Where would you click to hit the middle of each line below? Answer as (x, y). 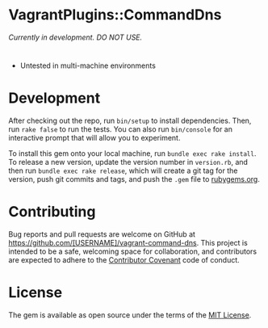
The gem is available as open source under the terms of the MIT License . (130, 315)
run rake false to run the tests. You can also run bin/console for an (120, 129)
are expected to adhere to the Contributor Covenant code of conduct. (124, 260)
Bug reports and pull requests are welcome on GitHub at (102, 234)
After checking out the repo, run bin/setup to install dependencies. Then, (130, 121)
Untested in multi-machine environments (88, 65)
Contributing (52, 212)
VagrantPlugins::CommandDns (115, 15)
